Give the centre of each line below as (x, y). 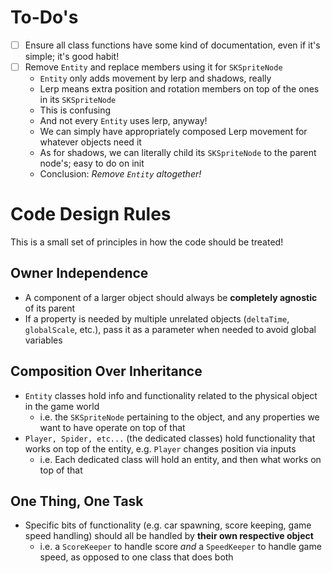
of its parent (50, 308)
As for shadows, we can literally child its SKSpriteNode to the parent (178, 153)
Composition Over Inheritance (106, 371)
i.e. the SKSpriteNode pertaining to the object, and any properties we (179, 417)
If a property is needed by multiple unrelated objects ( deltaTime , (157, 318)
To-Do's (44, 17)
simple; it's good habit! (72, 56)
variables (43, 340)
